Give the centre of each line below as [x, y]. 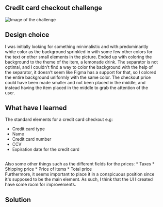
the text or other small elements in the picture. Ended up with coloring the [79, 57]
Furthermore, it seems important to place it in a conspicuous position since [80, 174]
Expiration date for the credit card [46, 149]
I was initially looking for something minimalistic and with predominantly [77, 46]
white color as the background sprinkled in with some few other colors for [79, 52]
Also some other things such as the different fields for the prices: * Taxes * [80, 164]
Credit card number [32, 139]
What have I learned [36, 108]
